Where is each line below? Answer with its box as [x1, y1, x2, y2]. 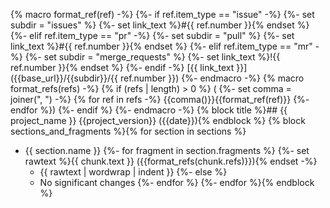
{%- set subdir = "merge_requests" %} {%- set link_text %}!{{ [24, 51, 281, 63]
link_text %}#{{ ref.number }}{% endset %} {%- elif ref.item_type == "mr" [10, 40, 313, 52]
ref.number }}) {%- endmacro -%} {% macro [119, 72, 305, 84]
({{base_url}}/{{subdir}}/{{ [10, 72, 119, 84]
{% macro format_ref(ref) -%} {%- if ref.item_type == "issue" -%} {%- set [10, 9, 315, 20]
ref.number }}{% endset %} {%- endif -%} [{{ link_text [10, 62, 235, 73]
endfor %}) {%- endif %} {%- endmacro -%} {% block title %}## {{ [10, 104, 288, 116]
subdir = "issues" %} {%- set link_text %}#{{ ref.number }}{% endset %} [10, 19, 310, 31]
